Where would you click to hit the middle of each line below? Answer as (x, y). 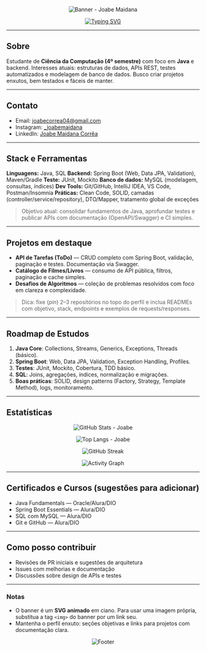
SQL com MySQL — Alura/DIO (53, 516)
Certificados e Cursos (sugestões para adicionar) (103, 488)
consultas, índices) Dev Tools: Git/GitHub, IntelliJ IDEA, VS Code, (89, 187)
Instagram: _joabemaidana (49, 127)
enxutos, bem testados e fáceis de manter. (60, 80)
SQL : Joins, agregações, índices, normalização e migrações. (92, 375)
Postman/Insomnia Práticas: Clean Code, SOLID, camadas (80, 193)
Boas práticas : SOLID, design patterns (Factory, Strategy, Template (100, 381)
